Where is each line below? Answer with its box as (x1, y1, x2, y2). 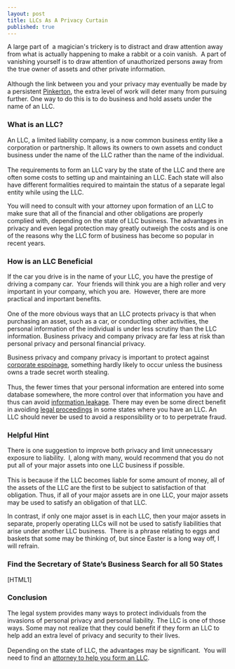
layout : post (7, 10, 46, 18)
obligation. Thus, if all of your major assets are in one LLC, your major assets (7, 491, 229, 499)
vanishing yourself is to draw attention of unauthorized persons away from (7, 58, 223, 66)
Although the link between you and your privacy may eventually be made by (7, 80, 227, 88)
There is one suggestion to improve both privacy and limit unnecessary (7, 446, 213, 455)
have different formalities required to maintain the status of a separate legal (7, 180, 225, 189)
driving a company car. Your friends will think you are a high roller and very (7, 279, 226, 288)
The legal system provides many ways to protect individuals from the (7, 609, 207, 617)
